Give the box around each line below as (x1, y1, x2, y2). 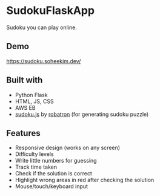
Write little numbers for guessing (15, 157, 97, 164)
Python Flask (15, 91, 48, 98)
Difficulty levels (15, 150, 54, 158)
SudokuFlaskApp (6, 4, 95, 18)
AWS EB (15, 104, 36, 111)
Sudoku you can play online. (6, 24, 77, 31)
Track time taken (15, 163, 58, 171)
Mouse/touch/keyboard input (15, 183, 88, 190)
